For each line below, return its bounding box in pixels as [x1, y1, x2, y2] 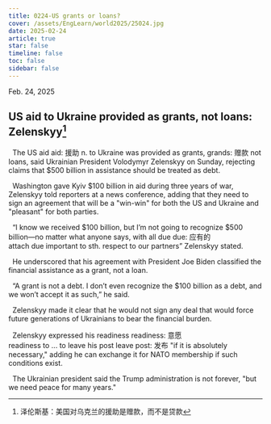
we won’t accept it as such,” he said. [8, 289, 131, 299]
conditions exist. [8, 358, 63, 367]
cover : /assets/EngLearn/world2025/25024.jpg [8, 19, 164, 27]
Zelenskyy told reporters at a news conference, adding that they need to [8, 189, 249, 199]
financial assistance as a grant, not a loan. [8, 265, 148, 275]
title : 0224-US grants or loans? [8, 11, 121, 20]
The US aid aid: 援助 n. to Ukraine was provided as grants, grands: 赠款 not [11, 147, 262, 157]
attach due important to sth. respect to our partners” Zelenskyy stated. [8, 241, 244, 250]
